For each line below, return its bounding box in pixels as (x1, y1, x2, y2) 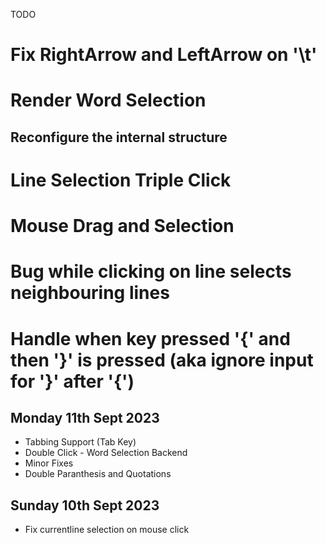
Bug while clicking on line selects (10, 260, 292, 283)
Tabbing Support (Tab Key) (24, 436, 137, 448)
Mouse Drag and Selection (10, 215, 235, 238)
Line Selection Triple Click (10, 169, 232, 191)
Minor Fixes (24, 457, 74, 469)
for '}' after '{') (10, 370, 135, 393)
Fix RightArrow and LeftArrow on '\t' (10, 44, 318, 66)
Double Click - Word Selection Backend (24, 447, 188, 459)
